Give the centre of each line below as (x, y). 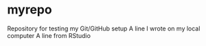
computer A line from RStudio (49, 35)
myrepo (30, 10)
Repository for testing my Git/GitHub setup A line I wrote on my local (104, 28)
